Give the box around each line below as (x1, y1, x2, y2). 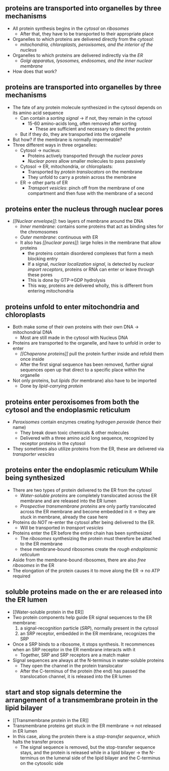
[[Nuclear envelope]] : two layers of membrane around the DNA (12, 218, 144, 224)
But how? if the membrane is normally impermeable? (12, 136, 123, 142)
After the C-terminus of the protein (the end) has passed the (20, 668, 146, 674)
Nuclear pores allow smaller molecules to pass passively (27, 158, 146, 164)
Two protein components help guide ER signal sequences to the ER (12, 614, 152, 620)
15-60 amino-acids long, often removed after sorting (27, 120, 137, 126)
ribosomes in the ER (12, 562, 54, 568)
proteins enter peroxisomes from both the (5, 398, 140, 406)
